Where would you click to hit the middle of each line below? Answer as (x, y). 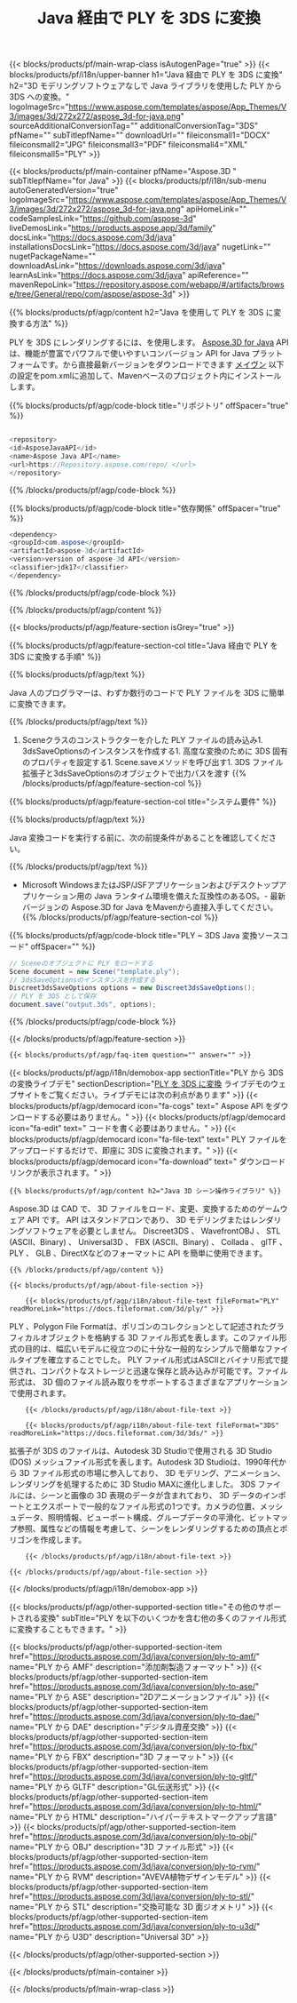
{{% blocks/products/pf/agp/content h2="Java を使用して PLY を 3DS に (141, 313)
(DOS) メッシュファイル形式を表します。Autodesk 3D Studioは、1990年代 (144, 1462)
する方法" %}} (43, 323)
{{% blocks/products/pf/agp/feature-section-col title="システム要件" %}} (143, 802)
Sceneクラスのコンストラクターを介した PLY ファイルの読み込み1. (142, 739)
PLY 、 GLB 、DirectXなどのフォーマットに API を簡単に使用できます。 (138, 1253)
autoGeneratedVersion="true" (64, 190)
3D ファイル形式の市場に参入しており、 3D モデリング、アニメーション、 (152, 1473)
